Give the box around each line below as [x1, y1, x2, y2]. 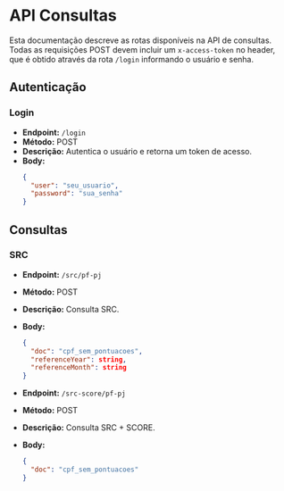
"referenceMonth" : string [30, 363, 127, 372]
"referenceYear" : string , [30, 354, 127, 364]
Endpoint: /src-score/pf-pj [21, 387, 127, 398]
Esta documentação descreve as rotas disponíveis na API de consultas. [9, 35, 272, 46]
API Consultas [9, 5, 118, 26]
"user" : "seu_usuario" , [30, 180, 119, 190]
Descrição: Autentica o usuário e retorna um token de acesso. [21, 146, 253, 156]
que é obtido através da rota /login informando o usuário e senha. [9, 54, 255, 64]
